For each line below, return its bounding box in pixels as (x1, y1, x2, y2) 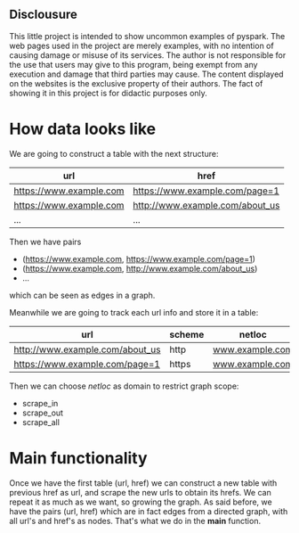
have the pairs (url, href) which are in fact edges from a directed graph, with (9, 505, 288, 516)
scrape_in (21, 398, 59, 408)
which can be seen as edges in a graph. (9, 290, 156, 300)
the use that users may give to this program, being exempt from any (9, 59, 258, 70)
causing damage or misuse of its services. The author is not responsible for (9, 49, 287, 61)
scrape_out (21, 407, 64, 418)
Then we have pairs (9, 236, 82, 247)
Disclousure (9, 7, 78, 22)
